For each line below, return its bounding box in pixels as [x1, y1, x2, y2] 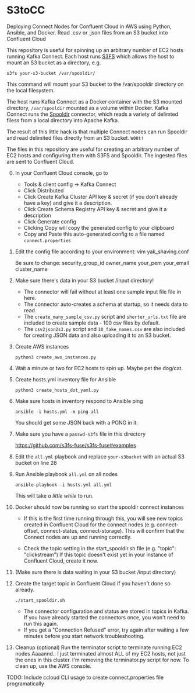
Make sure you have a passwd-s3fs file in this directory [15, 430, 146, 437]
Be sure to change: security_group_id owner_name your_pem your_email [15, 259, 189, 266]
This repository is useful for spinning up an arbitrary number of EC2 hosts [6, 46, 184, 53]
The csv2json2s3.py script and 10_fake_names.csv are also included [23, 325, 185, 332]
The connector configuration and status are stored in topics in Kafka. [23, 608, 189, 615]
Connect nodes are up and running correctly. [23, 533, 132, 540]
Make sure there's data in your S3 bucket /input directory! [15, 277, 154, 284]
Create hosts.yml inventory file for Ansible [15, 375, 116, 383]
